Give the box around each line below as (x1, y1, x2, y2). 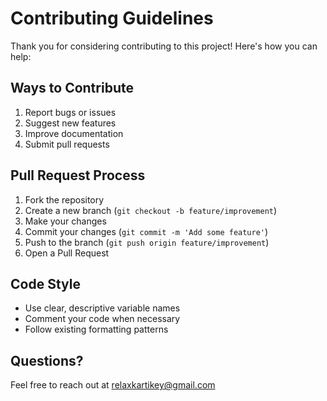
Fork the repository (24, 193, 105, 206)
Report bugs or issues (24, 106, 117, 118)
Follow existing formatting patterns (24, 323, 169, 336)
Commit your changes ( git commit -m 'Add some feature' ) (24, 225, 269, 237)
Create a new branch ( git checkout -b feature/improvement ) (24, 204, 278, 216)
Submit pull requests (24, 138, 110, 150)
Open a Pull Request (24, 247, 110, 259)
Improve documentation (24, 127, 124, 139)
